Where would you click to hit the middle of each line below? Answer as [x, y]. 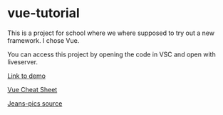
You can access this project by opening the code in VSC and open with [111, 54]
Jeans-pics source [35, 103]
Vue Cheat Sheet [32, 89]
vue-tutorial [43, 13]
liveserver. [22, 61]
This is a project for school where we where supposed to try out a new [111, 33]
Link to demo [27, 76]
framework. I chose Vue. [43, 40]
